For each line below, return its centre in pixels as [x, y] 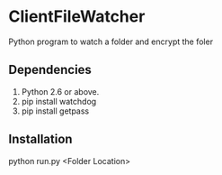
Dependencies [50, 70]
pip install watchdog [59, 101]
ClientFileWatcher [77, 17]
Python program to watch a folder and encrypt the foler [111, 41]
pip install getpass [55, 111]
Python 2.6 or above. [60, 91]
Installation [40, 139]
